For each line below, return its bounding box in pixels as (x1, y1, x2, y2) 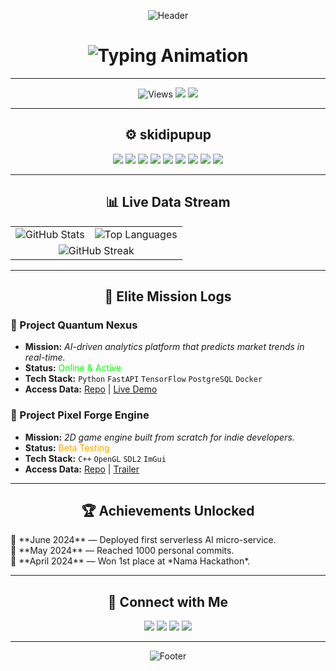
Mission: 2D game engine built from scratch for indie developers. (24, 431, 295, 443)
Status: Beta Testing (24, 441, 110, 454)
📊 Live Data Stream (105, 194, 231, 211)
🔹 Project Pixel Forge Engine (10, 408, 150, 422)
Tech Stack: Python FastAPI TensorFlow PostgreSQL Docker (24, 373, 263, 385)
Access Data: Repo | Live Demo (24, 383, 158, 395)
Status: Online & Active (24, 362, 122, 374)
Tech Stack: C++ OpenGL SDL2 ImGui (24, 452, 167, 464)
